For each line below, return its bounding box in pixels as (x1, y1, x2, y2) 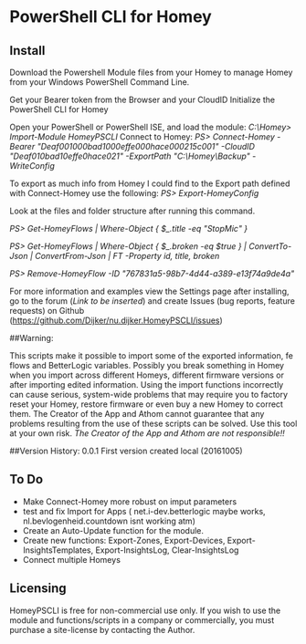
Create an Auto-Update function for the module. (22, 525, 204, 535)
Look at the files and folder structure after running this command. (9, 205, 256, 216)
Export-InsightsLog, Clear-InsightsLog (95, 545, 239, 556)
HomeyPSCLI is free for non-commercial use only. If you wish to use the (9, 605, 281, 616)
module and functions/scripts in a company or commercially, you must (9, 614, 275, 626)
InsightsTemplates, (22, 545, 94, 556)
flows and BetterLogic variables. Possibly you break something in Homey (9, 360, 285, 370)
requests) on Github (9, 306, 85, 316)
